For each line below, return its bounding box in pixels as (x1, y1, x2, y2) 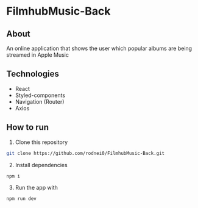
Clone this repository (15, 138, 68, 146)
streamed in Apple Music (6, 51, 69, 59)
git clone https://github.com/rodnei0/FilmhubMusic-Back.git (6, 150, 165, 156)
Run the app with (15, 184, 58, 192)
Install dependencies (15, 161, 68, 168)
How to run (6, 122, 49, 132)
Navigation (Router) (15, 98, 65, 105)
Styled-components (15, 91, 66, 99)
